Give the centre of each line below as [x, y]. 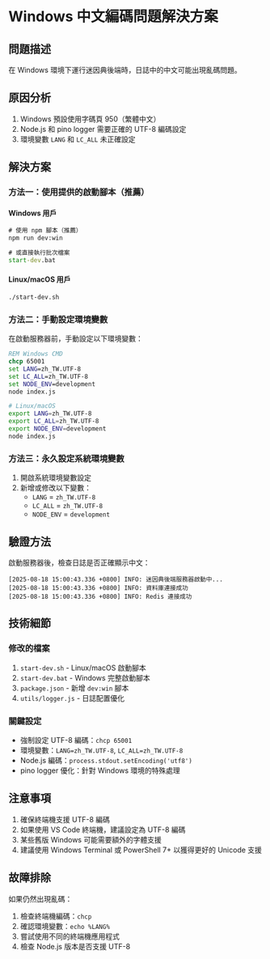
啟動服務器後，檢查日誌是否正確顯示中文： [79, 562]
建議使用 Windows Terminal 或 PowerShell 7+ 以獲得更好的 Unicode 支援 [141, 850]
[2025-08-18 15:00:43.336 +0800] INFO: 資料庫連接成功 [98, 588]
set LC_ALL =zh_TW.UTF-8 [49, 376]
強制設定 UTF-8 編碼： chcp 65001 [76, 740]
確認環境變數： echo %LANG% [65, 926]
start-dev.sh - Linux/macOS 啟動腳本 [83, 668]
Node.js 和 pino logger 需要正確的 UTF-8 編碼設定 [103, 129]
